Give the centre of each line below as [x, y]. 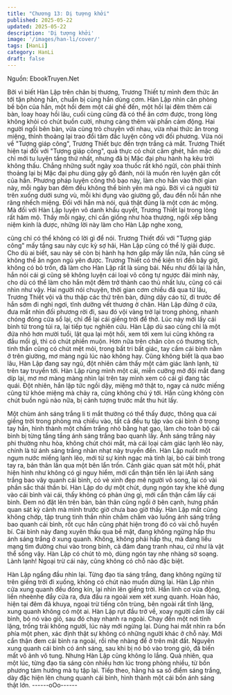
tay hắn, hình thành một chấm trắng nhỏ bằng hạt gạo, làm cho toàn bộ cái [114, 428]
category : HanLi [30, 53]
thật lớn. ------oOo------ [42, 685]
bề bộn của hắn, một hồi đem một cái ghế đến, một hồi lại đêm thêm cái [110, 106]
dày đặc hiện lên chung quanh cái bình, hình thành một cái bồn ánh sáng [111, 678]
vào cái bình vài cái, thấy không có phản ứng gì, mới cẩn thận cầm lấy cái [111, 495]
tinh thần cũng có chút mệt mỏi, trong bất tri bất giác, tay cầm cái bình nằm [115, 348]
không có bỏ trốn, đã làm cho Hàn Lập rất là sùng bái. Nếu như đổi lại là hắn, [116, 267]
